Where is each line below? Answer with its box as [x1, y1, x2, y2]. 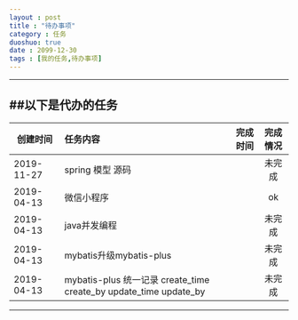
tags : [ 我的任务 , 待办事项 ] [9, 54, 102, 63]
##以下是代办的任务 [9, 98, 118, 113]
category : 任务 [9, 29, 67, 38]
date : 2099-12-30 [9, 46, 77, 55]
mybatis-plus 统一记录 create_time [64, 273, 210, 285]
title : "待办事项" [9, 21, 76, 30]
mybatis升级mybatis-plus [64, 249, 172, 261]
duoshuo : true [9, 37, 62, 47]
